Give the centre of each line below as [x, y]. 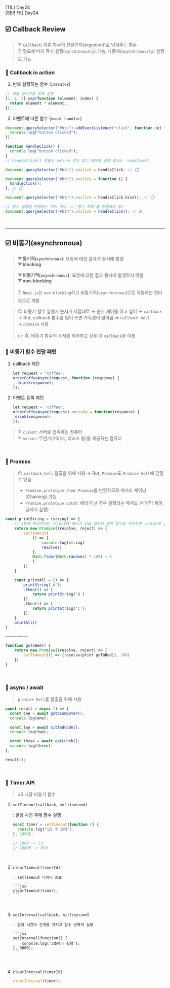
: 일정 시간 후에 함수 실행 [37, 815]
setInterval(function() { [40, 938]
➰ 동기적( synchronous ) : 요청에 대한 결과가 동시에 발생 [71, 258]
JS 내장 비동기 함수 [36, 795]
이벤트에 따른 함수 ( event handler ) [47, 118]
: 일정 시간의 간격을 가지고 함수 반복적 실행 [53, 925]
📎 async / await [25, 687]
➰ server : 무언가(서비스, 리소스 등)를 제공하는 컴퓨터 [70, 438]
